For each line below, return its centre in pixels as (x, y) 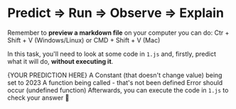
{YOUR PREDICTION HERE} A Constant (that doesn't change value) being (115, 75)
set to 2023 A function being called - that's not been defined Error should (115, 82)
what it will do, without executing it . (60, 61)
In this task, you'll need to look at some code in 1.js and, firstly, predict (112, 54)
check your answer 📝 (38, 98)
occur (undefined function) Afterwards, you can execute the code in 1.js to (118, 90)
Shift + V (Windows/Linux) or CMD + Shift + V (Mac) (84, 40)
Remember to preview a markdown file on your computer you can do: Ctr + (118, 33)
